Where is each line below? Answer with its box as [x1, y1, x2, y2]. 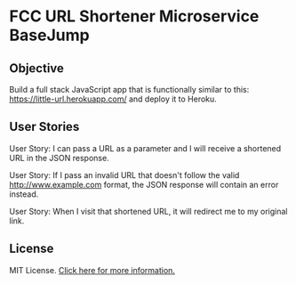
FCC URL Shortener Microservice [9, 6, 260, 27]
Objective [9, 61, 65, 76]
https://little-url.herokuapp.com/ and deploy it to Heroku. [9, 93, 218, 104]
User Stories [9, 119, 80, 134]
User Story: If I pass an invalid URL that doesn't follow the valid [9, 169, 240, 180]
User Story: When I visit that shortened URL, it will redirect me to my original [9, 206, 288, 216]
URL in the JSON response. [9, 152, 109, 163]
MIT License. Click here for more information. [9, 264, 176, 275]
